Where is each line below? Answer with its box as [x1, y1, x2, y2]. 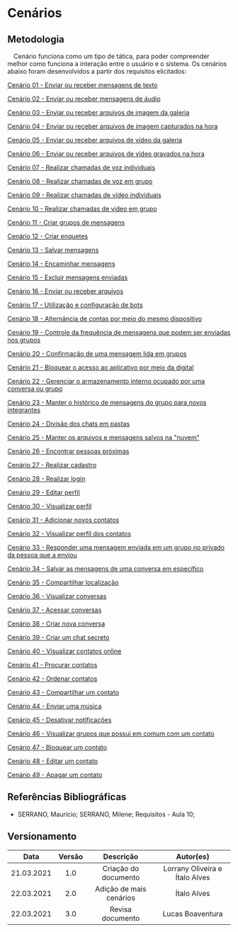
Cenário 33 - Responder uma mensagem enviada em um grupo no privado [7, 543, 225, 551]
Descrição [103, 851, 139, 861]
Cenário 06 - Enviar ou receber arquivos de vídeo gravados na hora [7, 150, 205, 157]
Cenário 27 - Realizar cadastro [7, 461, 97, 469]
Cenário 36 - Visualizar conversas [7, 592, 107, 600]
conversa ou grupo [7, 384, 63, 393]
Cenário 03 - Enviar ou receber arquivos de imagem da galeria [7, 109, 190, 116]
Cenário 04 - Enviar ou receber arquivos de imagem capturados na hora [7, 122, 218, 131]
